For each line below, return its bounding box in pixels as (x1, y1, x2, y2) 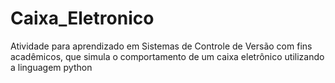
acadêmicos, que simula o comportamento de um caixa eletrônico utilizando (10, 50, 325, 62)
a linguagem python (10, 61, 93, 73)
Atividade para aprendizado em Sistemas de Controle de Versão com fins (10, 40, 313, 52)
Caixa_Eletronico (10, 7, 155, 30)
